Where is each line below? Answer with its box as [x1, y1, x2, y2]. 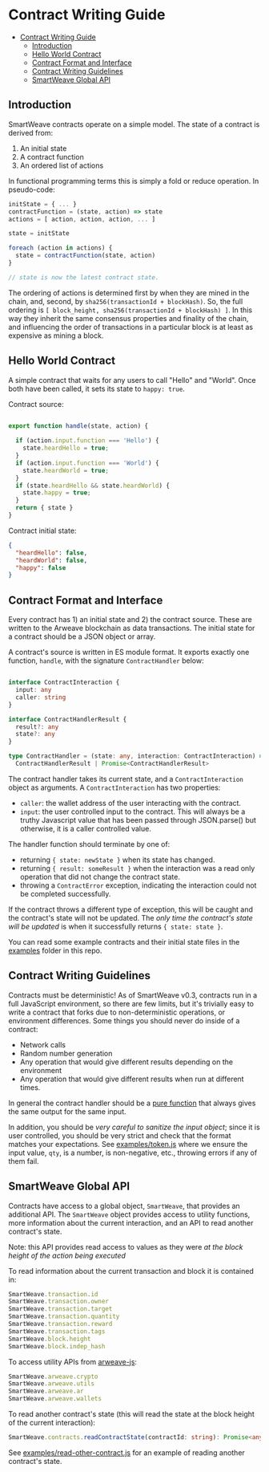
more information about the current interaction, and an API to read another [8, 1218, 254, 1227]
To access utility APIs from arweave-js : [8, 1356, 138, 1366]
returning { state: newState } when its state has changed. [19, 855, 215, 864]
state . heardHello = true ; [22, 444, 110, 453]
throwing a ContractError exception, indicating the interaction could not [19, 880, 257, 890]
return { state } [15, 504, 74, 512]
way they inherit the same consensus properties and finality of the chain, [8, 313, 249, 323]
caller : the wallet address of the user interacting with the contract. [19, 798, 242, 807]
